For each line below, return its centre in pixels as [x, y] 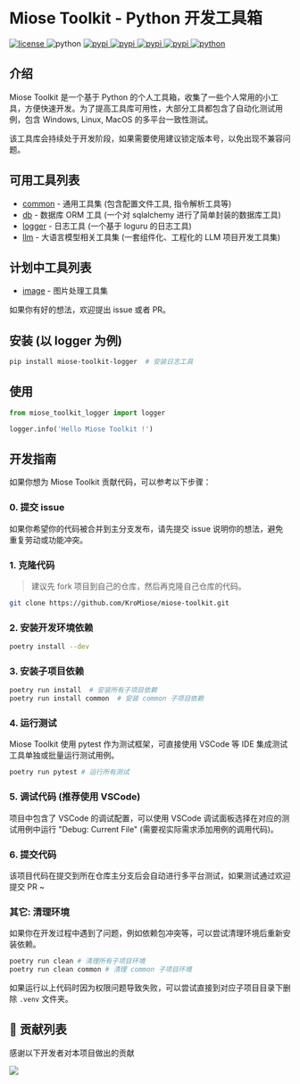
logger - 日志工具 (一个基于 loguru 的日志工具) [107, 226]
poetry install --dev [50, 647]
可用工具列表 [45, 181]
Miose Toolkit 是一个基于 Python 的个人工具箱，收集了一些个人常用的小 [140, 97]
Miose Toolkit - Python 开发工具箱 [136, 18]
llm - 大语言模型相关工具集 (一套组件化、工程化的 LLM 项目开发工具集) [151, 236]
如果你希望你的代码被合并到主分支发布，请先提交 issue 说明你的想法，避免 [146, 528]
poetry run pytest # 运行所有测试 [69, 773]
